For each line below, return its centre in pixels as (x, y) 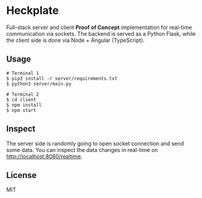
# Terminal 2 (23, 94)
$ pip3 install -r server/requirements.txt (62, 78)
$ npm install (24, 105)
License (21, 175)
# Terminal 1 (23, 73)
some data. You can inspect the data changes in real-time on (82, 150)
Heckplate (33, 11)
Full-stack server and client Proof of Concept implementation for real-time (99, 27)
